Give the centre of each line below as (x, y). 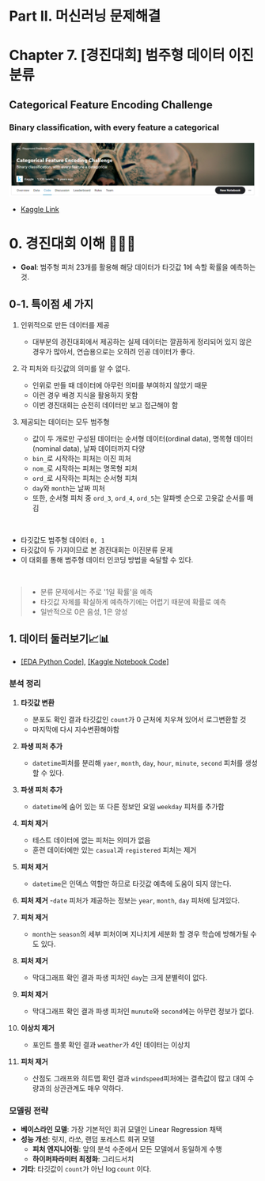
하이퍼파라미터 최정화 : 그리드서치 (83, 1159)
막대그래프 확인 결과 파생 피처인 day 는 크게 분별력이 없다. (120, 977)
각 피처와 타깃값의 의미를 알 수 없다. (75, 368)
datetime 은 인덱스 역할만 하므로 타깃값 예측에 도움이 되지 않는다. (132, 884)
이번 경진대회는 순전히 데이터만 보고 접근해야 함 (105, 405)
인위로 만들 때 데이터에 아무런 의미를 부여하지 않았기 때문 (120, 385)
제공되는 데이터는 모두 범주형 (65, 422)
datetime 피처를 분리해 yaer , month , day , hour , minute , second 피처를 (138, 763)
